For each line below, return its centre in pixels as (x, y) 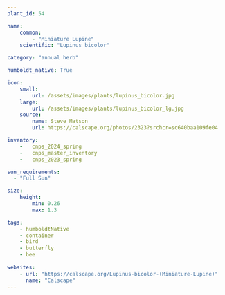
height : (30, 198)
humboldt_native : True (40, 70)
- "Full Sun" (32, 178)
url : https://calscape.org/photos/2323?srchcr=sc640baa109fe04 (125, 128)
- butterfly (37, 248)
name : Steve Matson (60, 122)
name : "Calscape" (51, 280)
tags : (15, 222)
